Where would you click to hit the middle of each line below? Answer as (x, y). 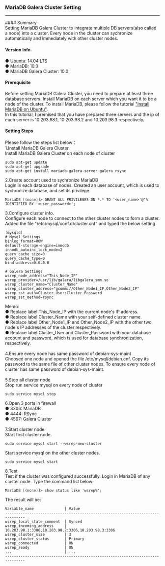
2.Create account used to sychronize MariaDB (52, 180)
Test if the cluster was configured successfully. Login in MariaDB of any (78, 476)
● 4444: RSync (21, 414)
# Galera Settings (24, 271)
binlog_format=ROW (24, 241)
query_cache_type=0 (25, 258)
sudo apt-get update (26, 162)
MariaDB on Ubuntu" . (27, 109)
